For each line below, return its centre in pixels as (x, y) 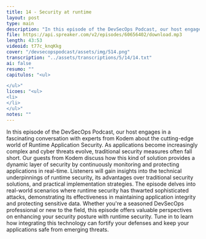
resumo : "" (20, 69)
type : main (20, 23)
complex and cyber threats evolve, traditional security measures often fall (99, 151)
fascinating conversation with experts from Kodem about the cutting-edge (100, 138)
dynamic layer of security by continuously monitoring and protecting (93, 164)
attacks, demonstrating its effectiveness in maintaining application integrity (101, 197)
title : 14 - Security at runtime (49, 12)
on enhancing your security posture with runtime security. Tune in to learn (100, 216)
